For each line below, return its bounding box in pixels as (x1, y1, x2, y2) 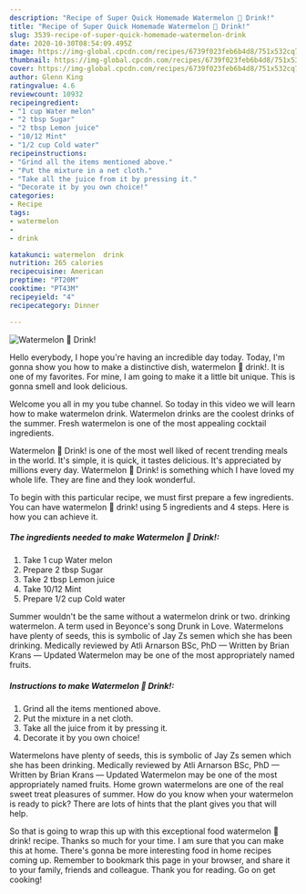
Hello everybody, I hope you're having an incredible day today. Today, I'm (9, 352, 285, 363)
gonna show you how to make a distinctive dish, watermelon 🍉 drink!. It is (9, 361, 285, 372)
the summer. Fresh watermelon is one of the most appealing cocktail (9, 417, 267, 428)
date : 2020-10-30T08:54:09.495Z (9, 38, 132, 48)
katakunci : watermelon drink (9, 250, 125, 260)
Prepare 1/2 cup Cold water (22, 593, 126, 604)
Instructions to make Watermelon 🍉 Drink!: (9, 681, 175, 692)
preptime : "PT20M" (9, 275, 79, 285)
